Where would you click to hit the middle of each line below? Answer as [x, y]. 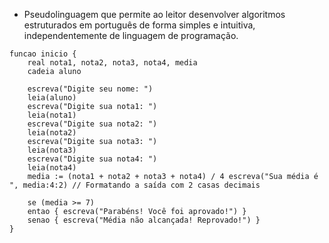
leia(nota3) [52, 150]
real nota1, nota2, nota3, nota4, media [112, 63]
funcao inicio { [43, 54]
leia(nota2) [52, 133]
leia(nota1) [52, 115]
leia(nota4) [52, 168]
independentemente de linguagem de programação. [131, 35]
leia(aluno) [52, 98]
